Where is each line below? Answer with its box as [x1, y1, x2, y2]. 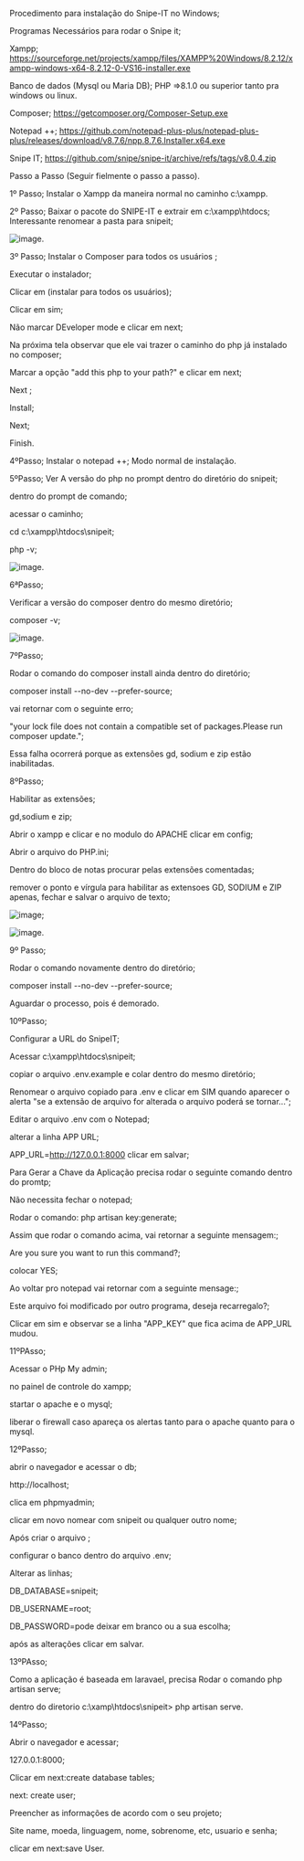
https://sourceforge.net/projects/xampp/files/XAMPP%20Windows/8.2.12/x [9, 53, 294, 63]
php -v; [9, 544, 37, 555]
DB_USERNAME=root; [9, 1603, 92, 1613]
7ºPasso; [9, 650, 44, 661]
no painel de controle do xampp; [9, 1381, 132, 1391]
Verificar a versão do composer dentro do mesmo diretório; [9, 597, 234, 608]
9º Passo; [9, 945, 47, 956]
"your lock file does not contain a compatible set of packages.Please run [9, 721, 283, 732]
